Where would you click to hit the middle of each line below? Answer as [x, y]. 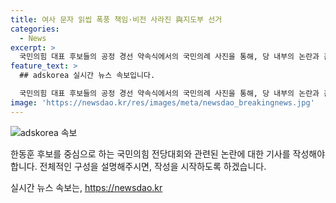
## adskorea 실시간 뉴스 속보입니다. [87, 76]
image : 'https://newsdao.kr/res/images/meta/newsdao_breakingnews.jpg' [162, 102]
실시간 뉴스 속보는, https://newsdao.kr [86, 187]
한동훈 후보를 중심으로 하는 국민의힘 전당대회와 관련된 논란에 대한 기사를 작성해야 [168, 153]
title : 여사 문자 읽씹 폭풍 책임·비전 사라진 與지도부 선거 [116, 19]
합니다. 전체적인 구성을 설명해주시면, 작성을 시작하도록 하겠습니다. [138, 166]
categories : [35, 29]
